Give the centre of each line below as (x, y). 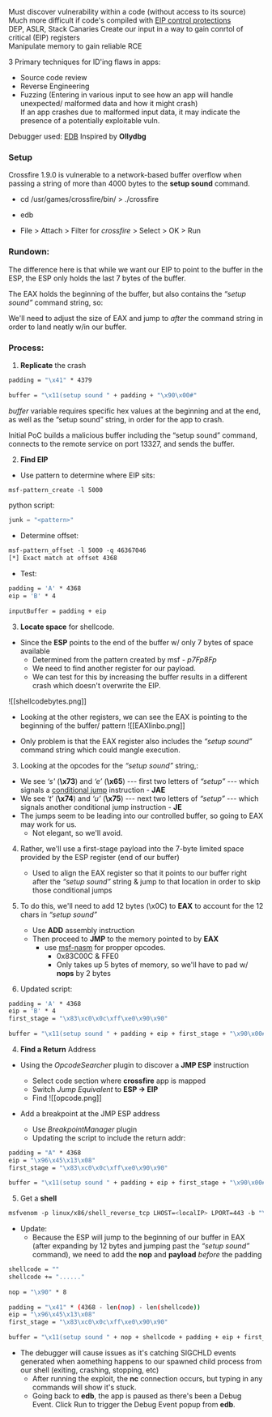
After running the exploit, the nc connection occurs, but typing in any (147, 1378)
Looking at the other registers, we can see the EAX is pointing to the (134, 717)
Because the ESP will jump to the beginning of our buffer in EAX (138, 1237)
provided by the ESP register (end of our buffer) (100, 857)
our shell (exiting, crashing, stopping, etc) (89, 1370)
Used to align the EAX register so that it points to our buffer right (139, 873)
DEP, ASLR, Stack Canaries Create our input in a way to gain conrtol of (126, 29)
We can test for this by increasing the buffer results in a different (140, 677)
